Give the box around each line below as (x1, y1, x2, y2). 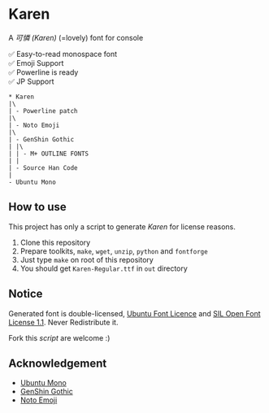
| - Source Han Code (8, 163, 79, 172)
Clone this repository (20, 237, 91, 247)
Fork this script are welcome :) (8, 333, 111, 342)
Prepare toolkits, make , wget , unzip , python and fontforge (20, 246, 209, 256)
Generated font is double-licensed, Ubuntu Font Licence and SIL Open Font (8, 308, 262, 318)
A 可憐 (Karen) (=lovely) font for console (8, 33, 144, 42)
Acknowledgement (8, 356, 107, 370)
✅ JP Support (8, 76, 54, 86)
